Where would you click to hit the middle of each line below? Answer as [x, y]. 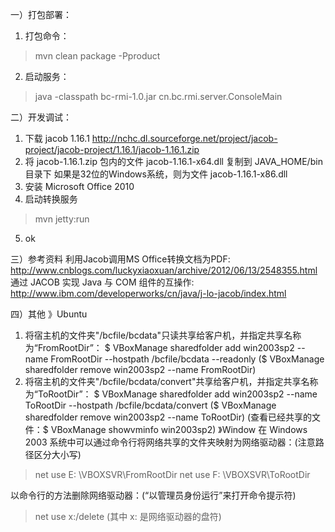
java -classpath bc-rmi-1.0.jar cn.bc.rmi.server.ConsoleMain [158, 96]
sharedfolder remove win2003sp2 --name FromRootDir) [140, 369]
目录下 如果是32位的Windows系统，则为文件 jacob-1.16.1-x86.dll [156, 174]
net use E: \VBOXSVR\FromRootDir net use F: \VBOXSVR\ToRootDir [172, 474]
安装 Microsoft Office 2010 [79, 186]
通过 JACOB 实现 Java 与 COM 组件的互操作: [102, 282]
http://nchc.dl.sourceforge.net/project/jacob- [184, 138]
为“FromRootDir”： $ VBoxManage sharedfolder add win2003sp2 [159, 347]
